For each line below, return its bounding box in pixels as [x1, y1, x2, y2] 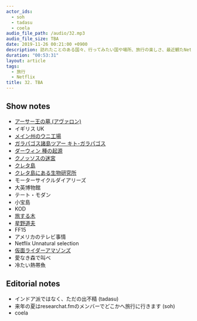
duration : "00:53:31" [6, 52, 59, 58]
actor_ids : [6, 8, 33, 15]
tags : [6, 63, 19, 69]
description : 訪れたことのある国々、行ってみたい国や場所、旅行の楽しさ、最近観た [6, 47, 184, 53]
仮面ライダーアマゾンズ [14, 246, 72, 253]
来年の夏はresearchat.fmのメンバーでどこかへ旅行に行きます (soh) [14, 302, 175, 309]
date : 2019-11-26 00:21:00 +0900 [6, 42, 88, 48]
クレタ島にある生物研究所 [14, 169, 77, 176]
